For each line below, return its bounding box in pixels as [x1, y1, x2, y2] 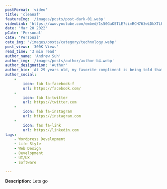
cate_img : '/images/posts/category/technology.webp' [5, 40, 117, 45]
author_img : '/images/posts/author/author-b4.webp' [5, 58, 114, 63]
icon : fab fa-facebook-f [23, 81, 75, 86]
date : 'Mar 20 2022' [5, 26, 48, 31]
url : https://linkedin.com [23, 127, 79, 132]
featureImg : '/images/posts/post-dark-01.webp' [5, 16, 106, 21]
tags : [5, 132, 16, 137]
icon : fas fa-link [23, 123, 61, 128]
